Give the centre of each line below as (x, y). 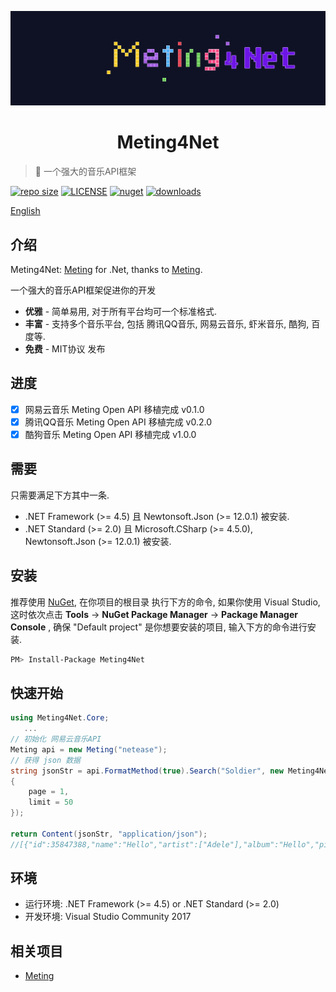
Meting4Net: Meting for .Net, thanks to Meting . (106, 269)
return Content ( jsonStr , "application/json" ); (109, 834)
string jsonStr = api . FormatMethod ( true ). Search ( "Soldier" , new (147, 771)
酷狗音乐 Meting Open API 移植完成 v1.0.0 (110, 434)
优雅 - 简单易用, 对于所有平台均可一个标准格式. (121, 311)
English (25, 211)
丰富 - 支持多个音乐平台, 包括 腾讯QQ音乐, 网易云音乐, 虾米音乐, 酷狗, (167, 323)
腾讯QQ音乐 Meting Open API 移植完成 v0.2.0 (118, 422)
